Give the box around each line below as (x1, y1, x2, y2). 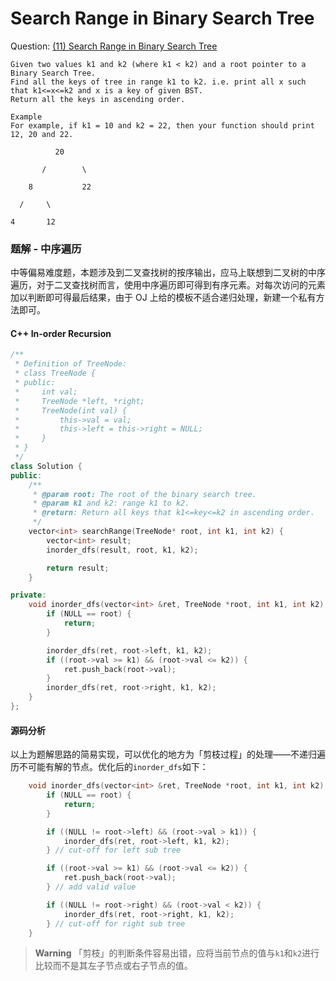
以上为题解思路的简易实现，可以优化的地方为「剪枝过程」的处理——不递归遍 (10, 748, 326, 761)
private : (10, 590, 47, 601)
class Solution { (10, 461, 83, 471)
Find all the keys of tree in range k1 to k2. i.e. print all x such (10, 77, 307, 87)
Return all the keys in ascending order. (10, 94, 186, 104)
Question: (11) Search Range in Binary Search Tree (10, 40, 218, 52)
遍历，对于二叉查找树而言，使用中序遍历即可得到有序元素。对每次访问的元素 (10, 279, 326, 291)
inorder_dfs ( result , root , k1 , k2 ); (46, 545, 199, 555)
